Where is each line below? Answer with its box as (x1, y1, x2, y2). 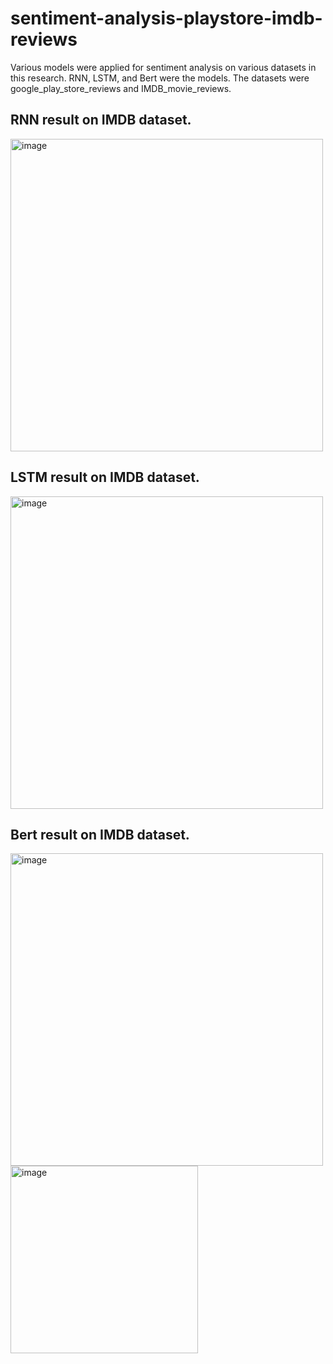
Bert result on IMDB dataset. (10, 826, 190, 843)
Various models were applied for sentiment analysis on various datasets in (10, 61, 317, 73)
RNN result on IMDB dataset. (10, 112, 192, 129)
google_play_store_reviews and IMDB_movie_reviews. (10, 82, 232, 94)
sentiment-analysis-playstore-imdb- (10, 7, 323, 30)
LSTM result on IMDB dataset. (10, 469, 200, 486)
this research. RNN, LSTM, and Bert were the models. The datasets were (10, 72, 310, 84)
